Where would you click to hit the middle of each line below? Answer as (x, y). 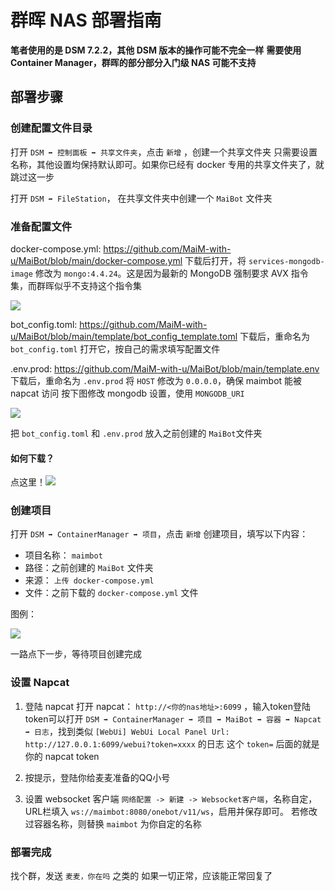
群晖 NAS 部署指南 (86, 20)
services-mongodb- (286, 261)
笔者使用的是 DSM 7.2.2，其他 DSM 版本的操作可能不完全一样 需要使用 (156, 50)
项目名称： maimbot (63, 555)
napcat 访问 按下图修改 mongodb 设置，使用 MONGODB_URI (127, 393)
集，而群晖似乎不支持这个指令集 (76, 285)
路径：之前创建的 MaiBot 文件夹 (89, 568)
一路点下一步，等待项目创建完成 (76, 654)
